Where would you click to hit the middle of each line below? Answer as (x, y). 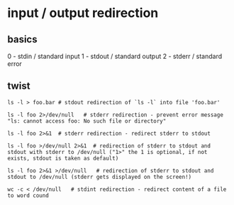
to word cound (28, 195)
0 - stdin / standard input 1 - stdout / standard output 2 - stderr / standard (115, 56)
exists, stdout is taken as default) (63, 158)
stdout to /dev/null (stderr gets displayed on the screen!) (100, 177)
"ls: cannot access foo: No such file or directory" (87, 121)
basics (22, 39)
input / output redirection (83, 13)
